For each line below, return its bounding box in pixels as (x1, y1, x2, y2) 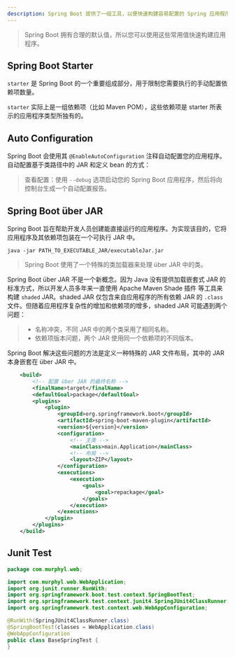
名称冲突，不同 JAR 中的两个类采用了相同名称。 (34, 325, 173, 333)
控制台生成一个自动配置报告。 (24, 184, 111, 193)
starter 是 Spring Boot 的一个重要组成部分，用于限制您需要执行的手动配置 (7, 79, 222, 88)
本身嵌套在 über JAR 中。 (7, 358, 80, 366)
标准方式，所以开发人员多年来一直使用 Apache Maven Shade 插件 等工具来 (7, 284, 223, 293)
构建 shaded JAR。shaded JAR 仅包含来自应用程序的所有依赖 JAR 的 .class (7, 293, 224, 301)
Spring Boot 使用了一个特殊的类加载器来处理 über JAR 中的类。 (24, 261, 207, 269)
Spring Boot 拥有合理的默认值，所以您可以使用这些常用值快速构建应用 (24, 30, 226, 39)
